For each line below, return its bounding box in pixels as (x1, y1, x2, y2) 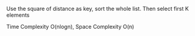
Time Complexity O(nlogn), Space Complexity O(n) (6, 23, 134, 30)
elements (6, 11, 30, 19)
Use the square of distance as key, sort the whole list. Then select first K (6, 5, 189, 12)
